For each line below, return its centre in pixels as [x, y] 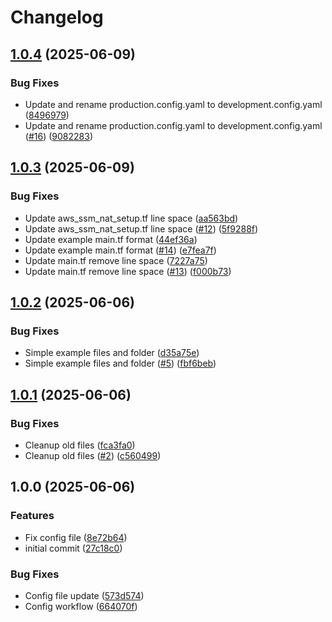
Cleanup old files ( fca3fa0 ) [80, 445]
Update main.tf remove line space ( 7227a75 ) [116, 260]
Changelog [57, 17]
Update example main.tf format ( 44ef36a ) [111, 239]
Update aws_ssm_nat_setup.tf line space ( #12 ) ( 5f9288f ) [141, 228]
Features [32, 516]
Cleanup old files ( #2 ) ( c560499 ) [93, 455]
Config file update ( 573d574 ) [84, 595]
